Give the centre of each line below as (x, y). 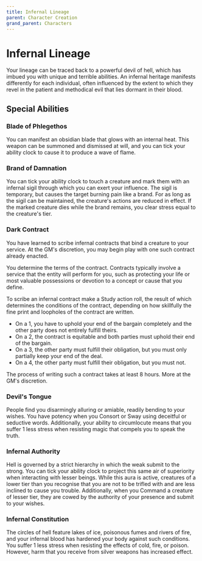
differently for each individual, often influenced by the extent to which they (100, 83)
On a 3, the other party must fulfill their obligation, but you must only (101, 349)
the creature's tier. (30, 214)
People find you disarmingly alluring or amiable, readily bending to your (96, 409)
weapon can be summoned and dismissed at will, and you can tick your (96, 146)
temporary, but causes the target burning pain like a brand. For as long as (98, 194)
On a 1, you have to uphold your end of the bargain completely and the (103, 323)
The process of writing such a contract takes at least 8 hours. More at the (99, 374)
